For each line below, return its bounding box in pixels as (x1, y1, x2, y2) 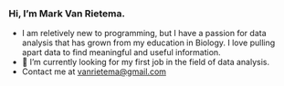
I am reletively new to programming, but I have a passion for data (21, 28, 267, 39)
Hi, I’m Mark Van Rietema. (8, 7, 125, 20)
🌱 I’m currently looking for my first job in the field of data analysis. (21, 57, 270, 68)
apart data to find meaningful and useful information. (21, 47, 221, 58)
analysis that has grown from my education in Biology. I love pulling (21, 37, 276, 48)
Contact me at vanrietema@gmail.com (21, 66, 166, 77)
